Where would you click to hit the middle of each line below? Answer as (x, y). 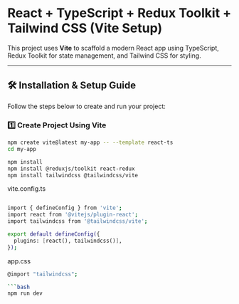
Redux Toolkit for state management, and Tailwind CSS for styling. (104, 56)
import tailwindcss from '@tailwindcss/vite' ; (78, 221)
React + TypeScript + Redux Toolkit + (119, 13)
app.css (19, 261)
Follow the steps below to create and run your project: (86, 106)
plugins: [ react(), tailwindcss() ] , (68, 241)
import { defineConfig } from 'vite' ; (65, 208)
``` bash (19, 287)
